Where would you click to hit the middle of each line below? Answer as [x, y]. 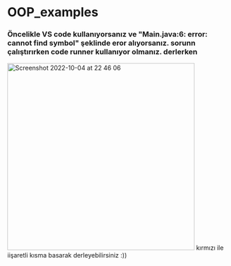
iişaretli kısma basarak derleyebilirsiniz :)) [67, 255]
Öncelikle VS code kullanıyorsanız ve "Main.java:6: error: [107, 34]
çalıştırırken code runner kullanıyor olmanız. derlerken [102, 52]
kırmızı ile [210, 248]
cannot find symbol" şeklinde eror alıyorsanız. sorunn [101, 43]
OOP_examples [53, 12]
